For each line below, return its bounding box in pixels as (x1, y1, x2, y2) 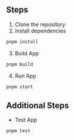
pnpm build (6, 61, 33, 67)
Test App (14, 117, 37, 124)
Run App (14, 72, 37, 79)
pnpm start (6, 84, 33, 90)
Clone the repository (14, 20, 65, 28)
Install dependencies (14, 27, 67, 34)
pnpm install (6, 38, 39, 44)
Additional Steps (6, 100, 70, 111)
